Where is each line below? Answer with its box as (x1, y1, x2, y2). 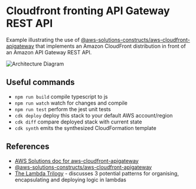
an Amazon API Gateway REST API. (6, 48, 92, 56)
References (6, 142, 50, 152)
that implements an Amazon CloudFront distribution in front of (35, 43, 186, 50)
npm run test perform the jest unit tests (14, 105, 111, 113)
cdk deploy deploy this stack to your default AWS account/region (14, 112, 173, 119)
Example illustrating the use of (6, 36, 80, 43)
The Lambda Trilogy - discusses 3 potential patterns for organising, (14, 170, 179, 177)
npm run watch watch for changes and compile (14, 99, 128, 106)
